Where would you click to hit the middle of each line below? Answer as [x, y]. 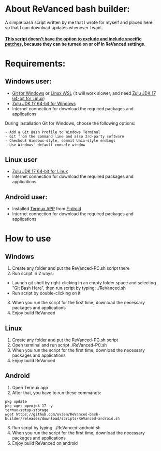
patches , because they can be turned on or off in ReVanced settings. [75, 44]
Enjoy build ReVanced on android [45, 443]
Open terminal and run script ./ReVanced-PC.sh [59, 345]
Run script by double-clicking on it [46, 293]
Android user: [26, 197]
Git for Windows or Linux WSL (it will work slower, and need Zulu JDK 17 [84, 93]
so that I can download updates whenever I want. [54, 27]
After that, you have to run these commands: [57, 393]
